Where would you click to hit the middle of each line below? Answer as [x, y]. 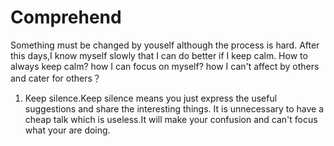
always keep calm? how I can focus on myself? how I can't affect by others [165, 66]
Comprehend [66, 17]
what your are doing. [67, 130]
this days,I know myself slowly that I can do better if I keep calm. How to [159, 55]
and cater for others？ [56, 78]
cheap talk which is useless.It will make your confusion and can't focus [171, 119]
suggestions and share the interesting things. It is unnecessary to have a [174, 108]
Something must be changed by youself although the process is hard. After [165, 45]
